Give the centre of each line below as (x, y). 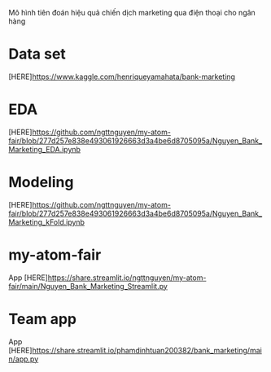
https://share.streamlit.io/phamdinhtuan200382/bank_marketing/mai (147, 350)
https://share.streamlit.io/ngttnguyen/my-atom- (127, 278)
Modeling (41, 182)
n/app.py (24, 359)
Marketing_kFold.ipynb (47, 222)
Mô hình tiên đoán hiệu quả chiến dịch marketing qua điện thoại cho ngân (132, 13)
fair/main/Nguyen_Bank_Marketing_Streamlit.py (88, 286)
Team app (43, 319)
